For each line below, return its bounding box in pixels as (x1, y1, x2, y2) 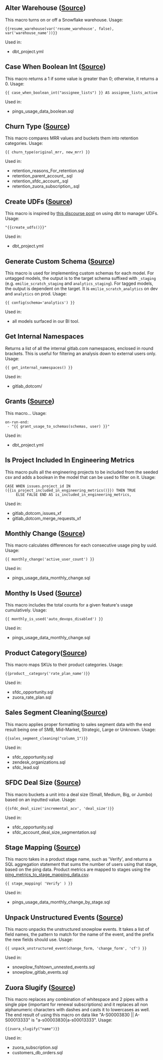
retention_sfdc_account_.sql (12, 178, 69, 184)
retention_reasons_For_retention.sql (12, 168, 84, 174)
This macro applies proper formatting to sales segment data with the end (5, 721, 151, 727)
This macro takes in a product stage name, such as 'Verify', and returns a (5, 856, 152, 862)
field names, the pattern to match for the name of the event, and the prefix (5, 931, 154, 938)
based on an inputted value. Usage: (5, 797, 76, 803)
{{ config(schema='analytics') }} (5, 300, 75, 305)
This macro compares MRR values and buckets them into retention (5, 135, 139, 141)
